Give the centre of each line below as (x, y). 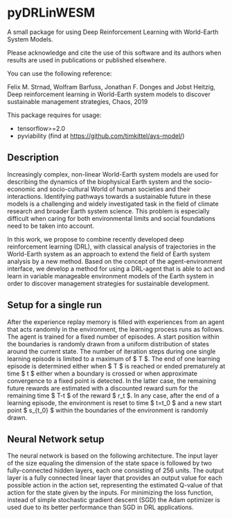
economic (21, 189)
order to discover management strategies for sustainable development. (108, 283)
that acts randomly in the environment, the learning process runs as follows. (116, 329)
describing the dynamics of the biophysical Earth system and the (100, 181)
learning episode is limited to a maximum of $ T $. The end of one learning (114, 359)
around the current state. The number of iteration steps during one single (111, 351)
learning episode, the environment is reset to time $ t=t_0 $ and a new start (115, 402)
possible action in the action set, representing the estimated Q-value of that (115, 485)
